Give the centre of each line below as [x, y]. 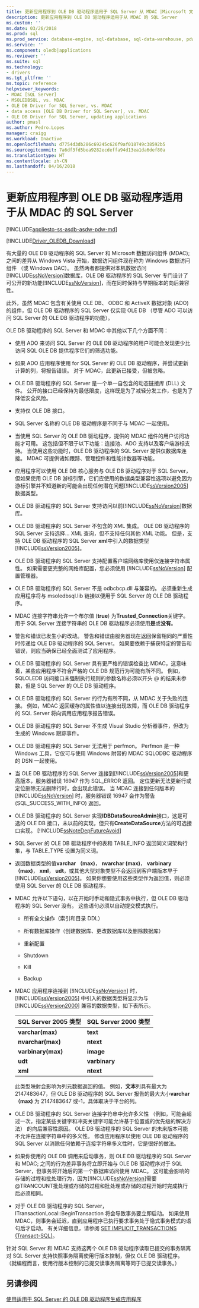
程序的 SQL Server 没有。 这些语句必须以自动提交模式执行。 [88, 906]
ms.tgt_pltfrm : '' [29, 78]
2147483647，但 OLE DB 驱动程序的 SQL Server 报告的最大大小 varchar [102, 1094]
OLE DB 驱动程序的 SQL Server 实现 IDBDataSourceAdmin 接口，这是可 [101, 816]
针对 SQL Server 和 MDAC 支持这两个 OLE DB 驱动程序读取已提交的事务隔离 [99, 1249]
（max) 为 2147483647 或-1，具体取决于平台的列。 [77, 1101]
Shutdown [36, 955]
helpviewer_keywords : [33, 89]
